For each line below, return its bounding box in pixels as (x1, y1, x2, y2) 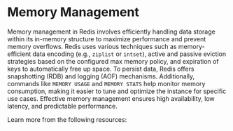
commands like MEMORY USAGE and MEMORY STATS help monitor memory (7, 79, 206, 88)
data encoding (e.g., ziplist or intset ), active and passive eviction (32, 50, 227, 58)
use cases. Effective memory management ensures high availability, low (7, 94, 215, 102)
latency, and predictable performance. (7, 102, 118, 110)
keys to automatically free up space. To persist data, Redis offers (7, 64, 195, 73)
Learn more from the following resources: (7, 115, 127, 123)
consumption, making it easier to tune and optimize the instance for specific (7, 87, 227, 95)
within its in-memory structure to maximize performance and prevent (7, 34, 206, 43)
